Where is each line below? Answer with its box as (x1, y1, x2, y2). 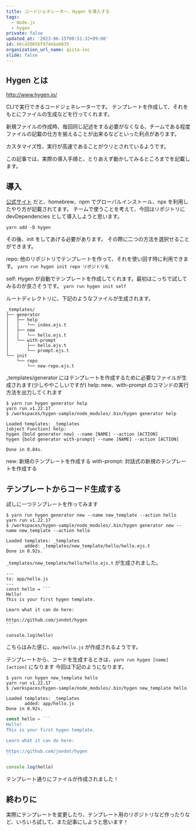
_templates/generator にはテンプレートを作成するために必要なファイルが (6, 374, 183, 381)
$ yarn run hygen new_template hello (6, 675, 98, 681)
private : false (6, 30, 43, 36)
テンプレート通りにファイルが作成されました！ (6, 775, 119, 783)
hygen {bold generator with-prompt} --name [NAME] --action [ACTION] (6, 436, 180, 443)
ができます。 (6, 243, 37, 250)
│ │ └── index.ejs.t (6, 322, 67, 328)
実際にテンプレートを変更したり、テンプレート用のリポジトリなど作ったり (6, 811, 185, 818)
